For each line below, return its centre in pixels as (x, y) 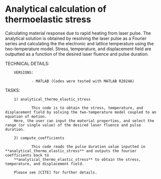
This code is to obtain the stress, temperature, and (87, 108)
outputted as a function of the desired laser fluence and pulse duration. (77, 54)
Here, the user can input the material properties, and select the (84, 121)
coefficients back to (27, 155)
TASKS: (13, 90)
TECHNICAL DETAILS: (27, 63)
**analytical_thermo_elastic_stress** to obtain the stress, (77, 159)
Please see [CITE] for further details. (56, 172)
